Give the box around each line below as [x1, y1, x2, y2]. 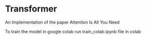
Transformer [5, 3, 57, 14]
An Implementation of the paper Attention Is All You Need [5, 19, 120, 25]
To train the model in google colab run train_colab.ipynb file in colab [5, 28, 141, 34]
